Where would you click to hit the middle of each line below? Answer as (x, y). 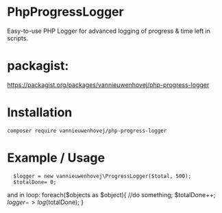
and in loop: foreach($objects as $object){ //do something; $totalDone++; (111, 195)
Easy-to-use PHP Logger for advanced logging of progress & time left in (109, 31)
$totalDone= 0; (35, 182)
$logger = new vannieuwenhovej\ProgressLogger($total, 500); (102, 176)
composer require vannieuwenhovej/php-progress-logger (87, 131)
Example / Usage (56, 158)
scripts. (18, 38)
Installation (40, 113)
